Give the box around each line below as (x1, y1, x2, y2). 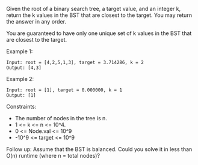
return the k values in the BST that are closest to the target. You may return (6, 11, 193, 19)
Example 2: (6, 76, 34, 82)
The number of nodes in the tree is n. (14, 115, 107, 121)
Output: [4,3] (6, 65, 42, 71)
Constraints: (6, 103, 37, 110)
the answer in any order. (6, 18, 66, 25)
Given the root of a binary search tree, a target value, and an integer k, (6, 5, 181, 12)
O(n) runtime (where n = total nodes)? (6, 152, 101, 159)
